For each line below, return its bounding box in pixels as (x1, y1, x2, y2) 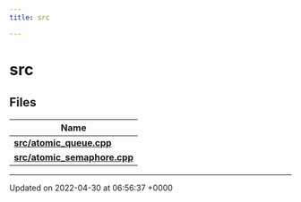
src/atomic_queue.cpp (13, 136, 112, 148)
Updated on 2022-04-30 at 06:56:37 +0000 (9, 182, 173, 193)
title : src (9, 13, 50, 22)
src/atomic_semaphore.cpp (13, 151, 134, 164)
